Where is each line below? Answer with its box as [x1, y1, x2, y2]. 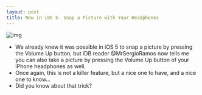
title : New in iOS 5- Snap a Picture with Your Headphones [6, 15, 159, 21]
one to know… [15, 76, 50, 83]
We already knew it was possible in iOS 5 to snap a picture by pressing [15, 43, 193, 51]
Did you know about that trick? [15, 82, 92, 89]
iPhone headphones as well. [15, 62, 86, 70]
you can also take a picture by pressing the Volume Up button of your [15, 56, 190, 63]
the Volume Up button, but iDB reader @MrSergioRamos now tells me [15, 49, 190, 57]
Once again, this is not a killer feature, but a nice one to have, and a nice [15, 69, 197, 76]
